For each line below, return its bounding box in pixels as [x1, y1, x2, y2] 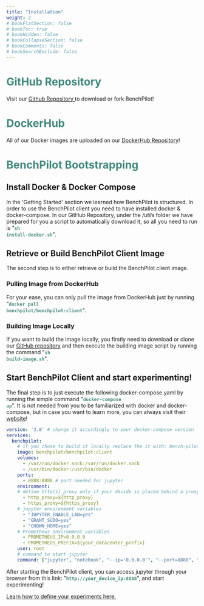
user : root [17, 546, 45, 552]
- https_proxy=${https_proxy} [22, 501, 99, 507]
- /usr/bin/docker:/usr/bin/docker [22, 466, 113, 472]
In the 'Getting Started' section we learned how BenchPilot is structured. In [6, 198, 193, 205]
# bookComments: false [6, 43, 64, 49]
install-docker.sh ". [6, 230, 56, 238]
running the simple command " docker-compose [6, 395, 121, 402]
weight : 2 [6, 15, 32, 21]
